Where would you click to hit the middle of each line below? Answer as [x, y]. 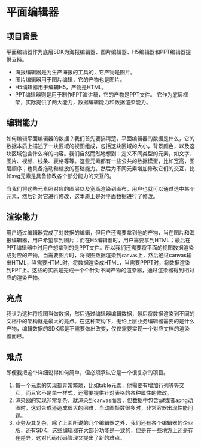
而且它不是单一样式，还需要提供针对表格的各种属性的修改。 [99, 393]
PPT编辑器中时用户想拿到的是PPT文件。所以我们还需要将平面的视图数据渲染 [100, 247]
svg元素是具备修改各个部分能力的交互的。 [63, 176]
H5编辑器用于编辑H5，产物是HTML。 [61, 87]
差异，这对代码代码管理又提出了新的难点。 [73, 438]
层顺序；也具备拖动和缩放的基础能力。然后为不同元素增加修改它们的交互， [98, 168]
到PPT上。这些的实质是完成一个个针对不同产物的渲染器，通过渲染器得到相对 [100, 270]
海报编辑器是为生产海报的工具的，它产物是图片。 [75, 72]
